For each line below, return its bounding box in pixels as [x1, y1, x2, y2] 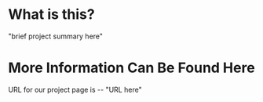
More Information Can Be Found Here [8, 59, 255, 77]
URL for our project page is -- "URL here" [8, 85, 143, 94]
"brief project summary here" [8, 31, 104, 41]
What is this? [8, 5, 96, 24]
